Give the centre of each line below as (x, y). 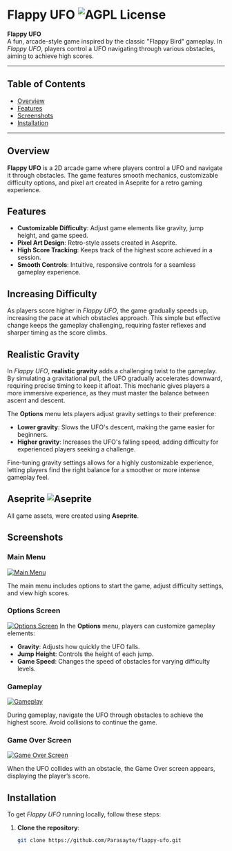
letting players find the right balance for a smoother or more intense (104, 470)
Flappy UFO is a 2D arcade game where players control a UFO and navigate (115, 168)
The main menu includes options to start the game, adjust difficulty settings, (115, 586)
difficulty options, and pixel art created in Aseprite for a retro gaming (105, 183)
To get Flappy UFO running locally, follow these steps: (84, 814)
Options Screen (34, 610)
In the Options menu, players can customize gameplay (137, 626)
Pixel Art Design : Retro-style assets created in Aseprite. (97, 243)
